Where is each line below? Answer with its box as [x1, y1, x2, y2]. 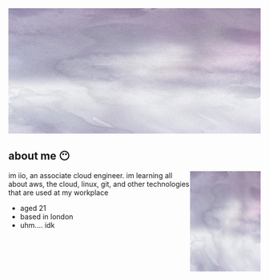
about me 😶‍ [8, 149, 70, 163]
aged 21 [19, 203, 46, 213]
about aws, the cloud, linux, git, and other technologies [8, 179, 190, 189]
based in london [19, 212, 74, 221]
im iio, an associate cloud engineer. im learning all [8, 170, 173, 180]
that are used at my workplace [8, 188, 109, 197]
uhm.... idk [19, 220, 55, 229]
